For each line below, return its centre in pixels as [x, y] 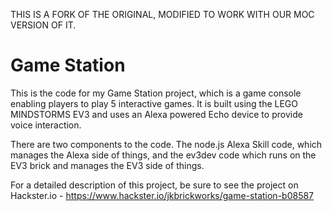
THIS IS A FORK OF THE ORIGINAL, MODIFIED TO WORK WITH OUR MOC [162, 14]
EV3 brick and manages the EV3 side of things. [107, 165]
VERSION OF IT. [43, 25]
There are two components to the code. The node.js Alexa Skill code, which [166, 144]
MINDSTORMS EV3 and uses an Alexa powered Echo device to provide [156, 114]
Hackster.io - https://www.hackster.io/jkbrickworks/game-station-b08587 [162, 195]
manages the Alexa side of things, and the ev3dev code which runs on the [163, 155]
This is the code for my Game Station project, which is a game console [156, 93]
